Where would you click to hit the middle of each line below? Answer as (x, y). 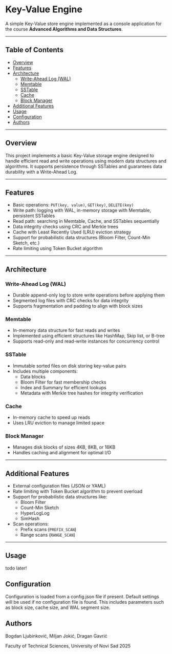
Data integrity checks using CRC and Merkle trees (66, 227)
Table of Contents (35, 50)
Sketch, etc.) (26, 243)
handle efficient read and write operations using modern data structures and (86, 161)
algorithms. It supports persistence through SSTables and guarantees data (84, 166)
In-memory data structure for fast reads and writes (66, 330)
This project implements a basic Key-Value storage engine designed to (80, 155)
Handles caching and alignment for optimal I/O (62, 453)
